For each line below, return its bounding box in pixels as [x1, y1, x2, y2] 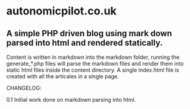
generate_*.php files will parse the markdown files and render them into [6, 60, 184, 67]
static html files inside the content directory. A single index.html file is [6, 66, 180, 73]
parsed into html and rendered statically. [6, 37, 163, 48]
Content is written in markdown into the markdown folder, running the [6, 54, 180, 61]
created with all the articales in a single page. [6, 73, 119, 79]
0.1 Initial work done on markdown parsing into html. [6, 96, 136, 103]
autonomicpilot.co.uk [6, 4, 117, 18]
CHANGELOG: [6, 84, 42, 92]
